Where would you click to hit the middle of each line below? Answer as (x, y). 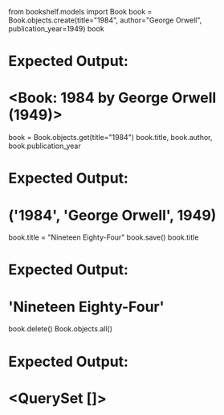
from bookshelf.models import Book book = (80, 12)
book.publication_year (45, 146)
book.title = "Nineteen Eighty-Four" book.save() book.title (104, 237)
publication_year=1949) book (56, 29)
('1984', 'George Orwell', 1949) (112, 215)
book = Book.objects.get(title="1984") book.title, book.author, (110, 138)
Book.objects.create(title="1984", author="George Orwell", (105, 20)
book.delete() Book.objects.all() (61, 329)
